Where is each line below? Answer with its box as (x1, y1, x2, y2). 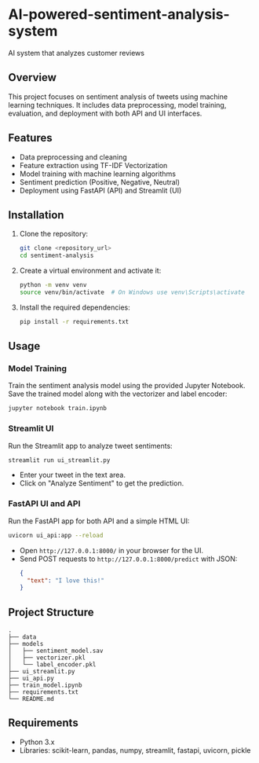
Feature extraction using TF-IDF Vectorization (19, 160, 168, 170)
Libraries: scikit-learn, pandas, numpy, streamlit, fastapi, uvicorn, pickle (19, 745, 251, 755)
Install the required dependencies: (19, 303, 131, 312)
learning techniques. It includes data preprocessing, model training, (8, 100, 227, 109)
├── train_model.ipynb (8, 681, 82, 689)
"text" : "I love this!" (27, 576, 104, 585)
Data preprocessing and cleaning (19, 152, 127, 162)
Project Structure (8, 605, 94, 618)
